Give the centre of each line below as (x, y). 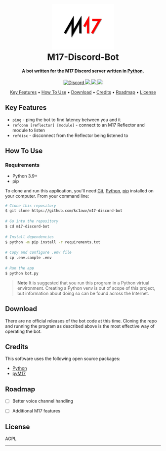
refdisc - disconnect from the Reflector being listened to (70, 135)
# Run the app (20, 268)
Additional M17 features (36, 411)
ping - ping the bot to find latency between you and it (66, 120)
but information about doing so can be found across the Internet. (83, 293)
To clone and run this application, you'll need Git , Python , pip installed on (80, 190)
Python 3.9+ (25, 176)
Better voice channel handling (42, 401)
